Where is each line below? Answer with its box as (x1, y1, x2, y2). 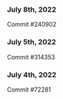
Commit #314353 (7, 53, 56, 61)
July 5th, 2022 (7, 38, 56, 47)
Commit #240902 (7, 20, 57, 29)
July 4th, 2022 (7, 70, 57, 79)
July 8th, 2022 (7, 5, 56, 14)
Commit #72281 (7, 85, 51, 94)
